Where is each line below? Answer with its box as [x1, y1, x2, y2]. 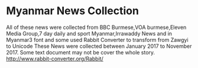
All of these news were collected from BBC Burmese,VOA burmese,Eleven [6, 24, 187, 31]
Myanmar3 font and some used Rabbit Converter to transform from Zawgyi [6, 36, 189, 43]
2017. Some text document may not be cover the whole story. [6, 48, 155, 56]
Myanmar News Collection [6, 4, 139, 18]
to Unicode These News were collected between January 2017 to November [6, 43, 192, 50]
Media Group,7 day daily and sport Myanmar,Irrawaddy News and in [6, 30, 173, 37]
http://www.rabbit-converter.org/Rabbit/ [6, 55, 103, 62]
